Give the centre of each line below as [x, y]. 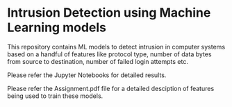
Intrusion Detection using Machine [109, 13]
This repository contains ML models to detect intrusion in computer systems [116, 47]
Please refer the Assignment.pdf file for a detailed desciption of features [111, 88]
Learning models [57, 27]
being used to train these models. [55, 96]
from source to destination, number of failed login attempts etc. [98, 61]
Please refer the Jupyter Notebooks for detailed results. [87, 75]
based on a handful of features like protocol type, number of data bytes [109, 54]
